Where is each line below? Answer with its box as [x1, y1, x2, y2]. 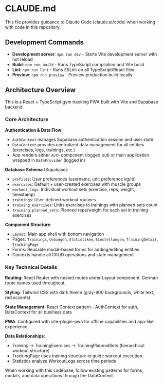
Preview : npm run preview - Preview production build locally [12, 71, 133, 78]
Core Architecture [5, 116, 49, 123]
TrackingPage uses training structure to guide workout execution [12, 353, 143, 359]
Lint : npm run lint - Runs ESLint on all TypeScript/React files [12, 67, 135, 72]
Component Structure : [5, 222, 52, 227]
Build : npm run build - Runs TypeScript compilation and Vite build [12, 61, 145, 67]
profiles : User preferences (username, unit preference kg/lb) [12, 176, 136, 182]
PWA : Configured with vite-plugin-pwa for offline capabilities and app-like [5, 319, 154, 325]
